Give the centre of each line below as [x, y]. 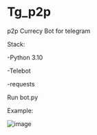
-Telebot [19, 71]
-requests [21, 84]
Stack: [16, 44]
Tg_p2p [29, 12]
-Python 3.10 [25, 57]
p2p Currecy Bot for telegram [49, 31]
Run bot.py [23, 97]
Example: [20, 110]
